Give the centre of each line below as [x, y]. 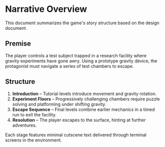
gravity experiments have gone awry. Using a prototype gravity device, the [81, 61]
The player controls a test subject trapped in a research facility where [76, 55]
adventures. [24, 125]
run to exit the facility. [34, 114]
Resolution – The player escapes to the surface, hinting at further [79, 120]
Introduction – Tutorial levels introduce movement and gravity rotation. [84, 94]
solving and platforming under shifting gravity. [59, 104]
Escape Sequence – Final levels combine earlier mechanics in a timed [83, 109]
